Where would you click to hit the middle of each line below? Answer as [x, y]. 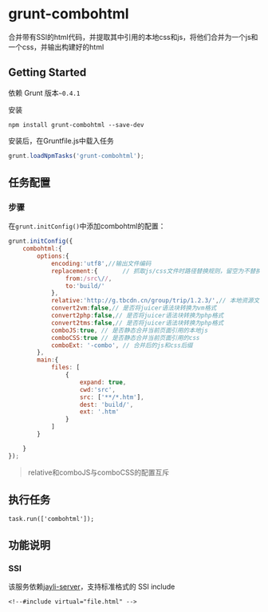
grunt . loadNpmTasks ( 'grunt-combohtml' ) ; [77, 156]
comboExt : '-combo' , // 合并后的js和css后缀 [122, 345]
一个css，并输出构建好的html [56, 47]
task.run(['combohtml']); [51, 519]
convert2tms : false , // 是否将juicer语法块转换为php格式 [137, 323]
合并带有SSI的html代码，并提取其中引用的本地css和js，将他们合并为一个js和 [133, 37]
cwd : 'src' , [97, 389]
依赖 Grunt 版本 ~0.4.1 [44, 93]
